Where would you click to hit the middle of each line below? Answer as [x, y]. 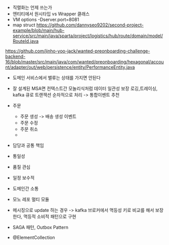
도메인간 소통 [26, 189]
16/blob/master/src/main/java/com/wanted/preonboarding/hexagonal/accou [85, 62]
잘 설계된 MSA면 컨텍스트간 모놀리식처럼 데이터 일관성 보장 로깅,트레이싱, [85, 88]
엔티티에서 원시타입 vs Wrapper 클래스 [51, 14]
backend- [15, 56]
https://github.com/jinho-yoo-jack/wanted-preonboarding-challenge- [78, 51]
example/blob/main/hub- [38, 30]
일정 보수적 [24, 178]
